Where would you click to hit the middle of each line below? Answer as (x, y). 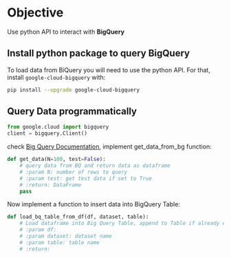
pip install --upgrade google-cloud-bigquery (73, 90)
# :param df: (38, 230)
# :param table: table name (59, 242)
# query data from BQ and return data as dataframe (95, 166)
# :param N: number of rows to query (74, 172)
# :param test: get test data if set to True (86, 178)
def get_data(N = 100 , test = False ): (57, 160)
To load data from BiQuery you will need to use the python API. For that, (109, 69)
